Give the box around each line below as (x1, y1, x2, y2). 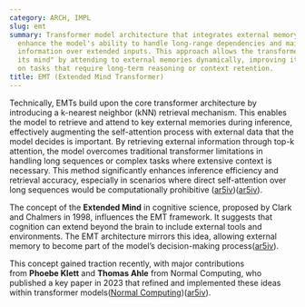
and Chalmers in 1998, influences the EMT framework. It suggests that (9, 211, 272, 223)
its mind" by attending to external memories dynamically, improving (17, 55, 286, 64)
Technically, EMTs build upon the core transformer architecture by (9, 97, 257, 108)
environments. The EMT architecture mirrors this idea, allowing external (9, 231, 277, 242)
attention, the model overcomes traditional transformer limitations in (9, 145, 263, 156)
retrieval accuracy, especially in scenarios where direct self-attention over (9, 174, 287, 185)
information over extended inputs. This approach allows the (17, 47, 254, 56)
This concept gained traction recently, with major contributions (9, 258, 245, 269)
